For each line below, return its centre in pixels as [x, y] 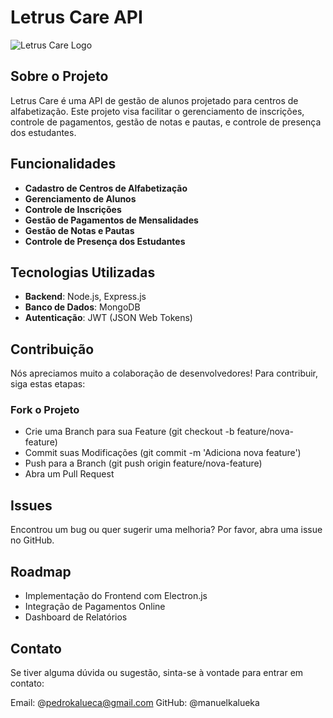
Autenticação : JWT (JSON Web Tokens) [108, 318]
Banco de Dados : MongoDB [82, 307]
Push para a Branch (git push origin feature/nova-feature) [143, 463]
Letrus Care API [76, 17]
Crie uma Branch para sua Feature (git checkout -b [129, 432]
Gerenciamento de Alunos [80, 198]
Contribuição [52, 349]
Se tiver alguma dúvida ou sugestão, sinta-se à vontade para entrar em [157, 672]
